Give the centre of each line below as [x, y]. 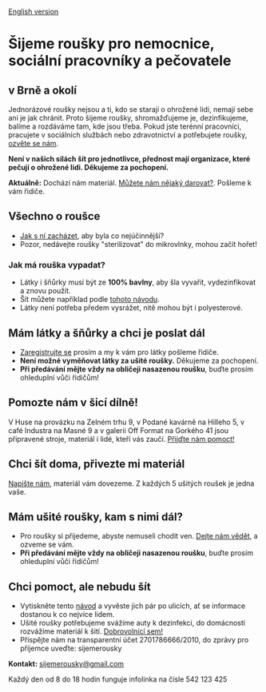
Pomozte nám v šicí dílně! [73, 403]
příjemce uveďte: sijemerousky [71, 648]
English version [34, 12]
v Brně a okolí [43, 90]
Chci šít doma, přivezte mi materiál [97, 464]
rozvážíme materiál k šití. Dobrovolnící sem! [91, 631]
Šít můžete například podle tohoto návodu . [89, 300]
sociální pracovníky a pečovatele [120, 61]
